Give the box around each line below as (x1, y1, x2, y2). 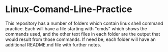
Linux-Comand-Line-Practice (5, 4, 132, 15)
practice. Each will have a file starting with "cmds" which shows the (5, 25, 148, 31)
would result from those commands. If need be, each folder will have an (5, 36, 156, 42)
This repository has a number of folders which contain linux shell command (5, 20, 163, 26)
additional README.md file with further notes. (5, 41, 101, 47)
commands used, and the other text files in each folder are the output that (5, 31, 160, 37)
